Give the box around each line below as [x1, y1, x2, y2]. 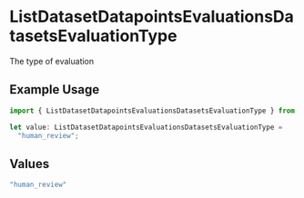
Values [9, 156, 50, 172]
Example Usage [9, 82, 100, 97]
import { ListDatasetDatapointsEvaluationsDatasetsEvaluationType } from [9, 106, 296, 115]
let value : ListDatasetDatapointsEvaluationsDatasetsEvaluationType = [9, 123, 283, 132]
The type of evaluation [9, 55, 95, 66]
